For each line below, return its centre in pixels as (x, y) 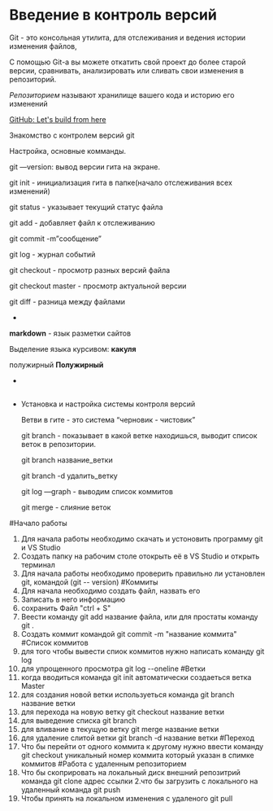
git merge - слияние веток (66, 507)
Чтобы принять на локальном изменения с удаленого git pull (127, 799)
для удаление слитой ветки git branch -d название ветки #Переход (138, 738)
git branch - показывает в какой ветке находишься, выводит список (139, 436)
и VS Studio (41, 548)
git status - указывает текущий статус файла (86, 207)
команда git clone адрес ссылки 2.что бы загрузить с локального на (139, 781)
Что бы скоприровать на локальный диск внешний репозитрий (130, 773)
